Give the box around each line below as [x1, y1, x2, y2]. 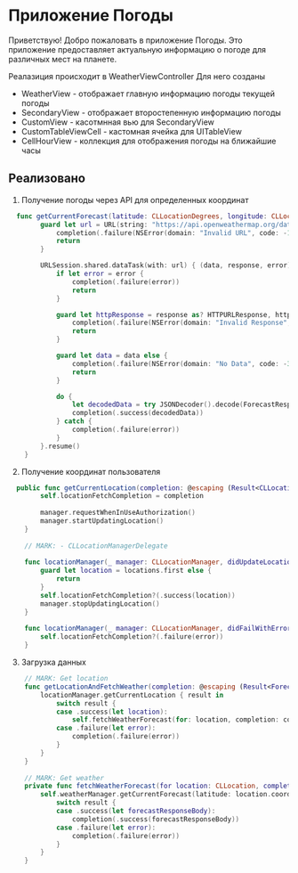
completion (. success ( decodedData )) [71, 409, 204, 418]
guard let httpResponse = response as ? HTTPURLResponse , [55, 310, 272, 319]
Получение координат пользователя [20, 466, 161, 477]
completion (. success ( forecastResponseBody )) [71, 814, 240, 824]
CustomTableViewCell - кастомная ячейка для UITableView [20, 126, 242, 136]
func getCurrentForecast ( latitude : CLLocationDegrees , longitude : [16, 211, 268, 221]
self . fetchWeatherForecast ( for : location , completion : [71, 715, 279, 724]
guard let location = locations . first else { [40, 567, 213, 575]
